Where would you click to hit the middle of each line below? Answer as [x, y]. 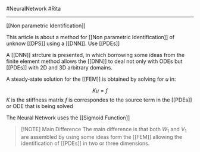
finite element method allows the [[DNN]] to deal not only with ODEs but [94, 61]
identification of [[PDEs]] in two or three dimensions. [85, 143]
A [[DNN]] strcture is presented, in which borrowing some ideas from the [96, 55]
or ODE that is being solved [40, 106]
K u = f [100, 91]
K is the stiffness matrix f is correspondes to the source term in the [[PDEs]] [99, 100]
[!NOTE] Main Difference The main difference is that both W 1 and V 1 [104, 130]
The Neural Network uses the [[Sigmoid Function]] [68, 118]
